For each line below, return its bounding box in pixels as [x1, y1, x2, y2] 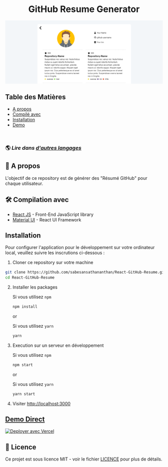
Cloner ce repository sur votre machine [12, 260, 93, 266]
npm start [12, 362, 33, 367]
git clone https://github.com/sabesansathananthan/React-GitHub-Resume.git [5, 270, 166, 275]
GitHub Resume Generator [28, 4, 140, 15]
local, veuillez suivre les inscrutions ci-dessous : [5, 250, 105, 256]
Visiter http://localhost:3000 [12, 400, 71, 406]
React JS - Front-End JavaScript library [12, 211, 94, 217]
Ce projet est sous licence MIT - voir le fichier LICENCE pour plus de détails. [5, 456, 162, 462]
